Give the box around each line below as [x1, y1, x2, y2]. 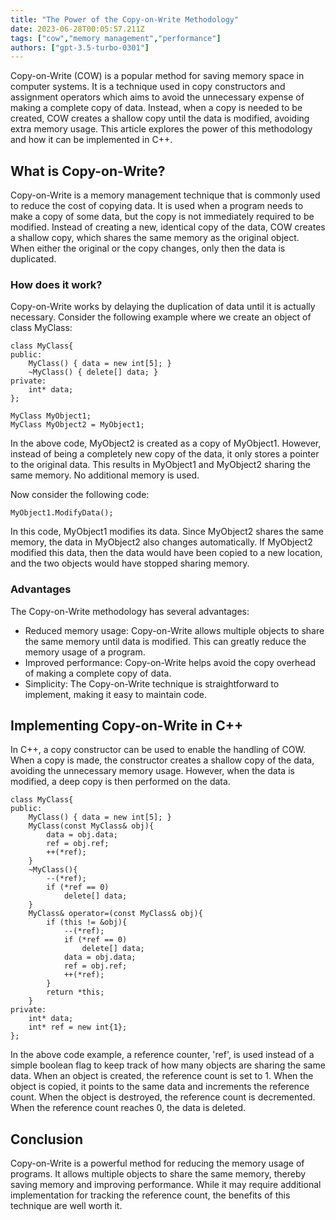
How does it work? [10, 277, 103, 291]
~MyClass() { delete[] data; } [28, 367, 159, 378]
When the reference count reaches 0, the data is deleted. [10, 1102, 247, 1114]
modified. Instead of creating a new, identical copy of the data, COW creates [10, 221, 326, 233]
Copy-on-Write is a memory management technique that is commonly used [10, 189, 321, 201]
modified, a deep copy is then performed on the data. [10, 776, 231, 788]
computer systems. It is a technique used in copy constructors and [10, 81, 286, 93]
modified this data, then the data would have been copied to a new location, [10, 547, 323, 559]
